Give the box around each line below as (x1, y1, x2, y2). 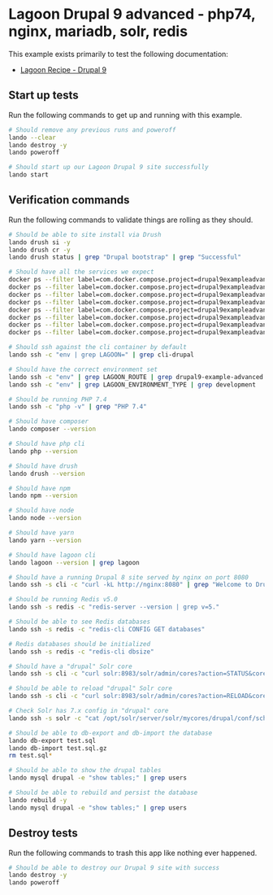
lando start (8, 171, 49, 179)
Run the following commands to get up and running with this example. (8, 110, 242, 120)
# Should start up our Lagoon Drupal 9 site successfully (8, 164, 209, 172)
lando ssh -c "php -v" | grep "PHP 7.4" (8, 403, 148, 411)
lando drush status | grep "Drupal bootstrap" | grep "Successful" (8, 253, 242, 261)
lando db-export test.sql (8, 736, 96, 744)
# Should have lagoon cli (8, 551, 96, 559)
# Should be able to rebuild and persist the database (8, 788, 198, 797)
